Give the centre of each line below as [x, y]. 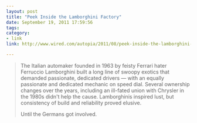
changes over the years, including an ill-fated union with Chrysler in [102, 90]
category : [18, 33]
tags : [13, 28]
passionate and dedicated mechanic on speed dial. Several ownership [105, 84]
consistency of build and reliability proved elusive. [81, 103]
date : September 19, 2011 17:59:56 [50, 22]
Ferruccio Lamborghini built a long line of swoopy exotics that [95, 72]
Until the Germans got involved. [59, 114]
